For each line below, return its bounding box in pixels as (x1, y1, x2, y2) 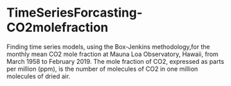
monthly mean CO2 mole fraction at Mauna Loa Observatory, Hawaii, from (6, 50, 219, 58)
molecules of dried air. (6, 71, 71, 80)
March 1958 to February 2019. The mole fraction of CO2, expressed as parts (6, 57, 225, 65)
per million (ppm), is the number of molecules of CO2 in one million (6, 64, 198, 73)
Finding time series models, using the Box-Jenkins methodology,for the (6, 42, 210, 51)
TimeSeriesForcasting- (6, 5, 143, 21)
